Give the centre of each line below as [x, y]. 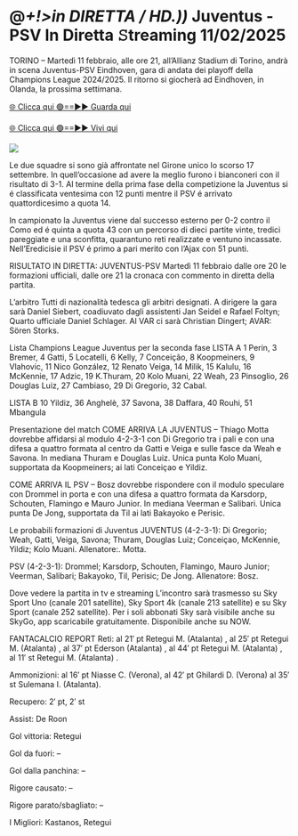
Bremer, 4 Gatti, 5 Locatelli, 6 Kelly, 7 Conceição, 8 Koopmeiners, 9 [132, 357]
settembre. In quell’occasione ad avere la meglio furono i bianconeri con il [145, 175]
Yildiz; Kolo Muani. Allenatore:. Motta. [78, 548]
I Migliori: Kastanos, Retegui [60, 822]
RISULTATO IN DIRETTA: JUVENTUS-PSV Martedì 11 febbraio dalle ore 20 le [148, 265]
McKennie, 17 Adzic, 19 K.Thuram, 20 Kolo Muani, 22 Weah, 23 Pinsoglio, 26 [149, 376]
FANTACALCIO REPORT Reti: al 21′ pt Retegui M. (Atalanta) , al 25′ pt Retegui [149, 638]
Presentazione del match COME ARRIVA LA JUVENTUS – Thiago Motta [139, 429]
